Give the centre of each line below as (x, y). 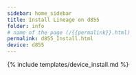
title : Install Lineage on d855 (53, 20)
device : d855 (26, 45)
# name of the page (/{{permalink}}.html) (69, 32)
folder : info (26, 26)
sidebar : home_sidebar (39, 13)
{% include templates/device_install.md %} (68, 64)
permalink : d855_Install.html (50, 39)
